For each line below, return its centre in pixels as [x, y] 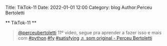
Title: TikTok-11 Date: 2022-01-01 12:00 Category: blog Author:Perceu [79, 7]
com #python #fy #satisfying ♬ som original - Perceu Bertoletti [85, 38]
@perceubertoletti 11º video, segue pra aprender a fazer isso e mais [90, 32]
